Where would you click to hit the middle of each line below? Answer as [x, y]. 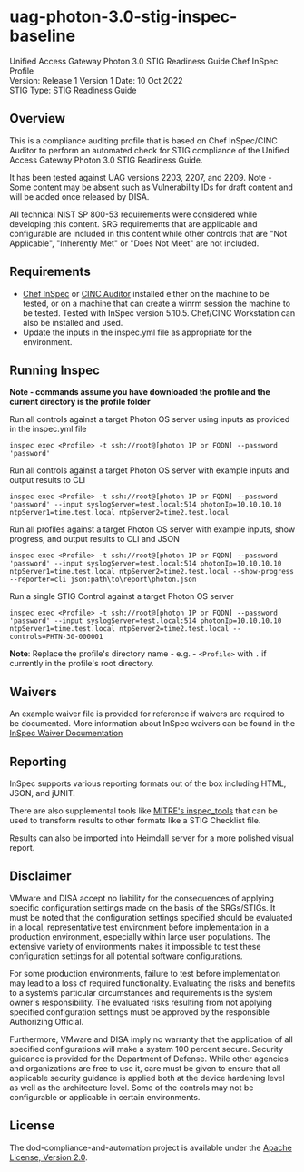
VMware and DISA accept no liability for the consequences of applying [142, 898]
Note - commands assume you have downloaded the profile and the [140, 392]
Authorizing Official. [47, 1021]
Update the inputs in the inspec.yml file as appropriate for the [137, 332]
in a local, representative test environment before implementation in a [139, 927]
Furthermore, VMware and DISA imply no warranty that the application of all [151, 1039]
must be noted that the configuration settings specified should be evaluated [151, 917]
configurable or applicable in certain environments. [105, 1097]
